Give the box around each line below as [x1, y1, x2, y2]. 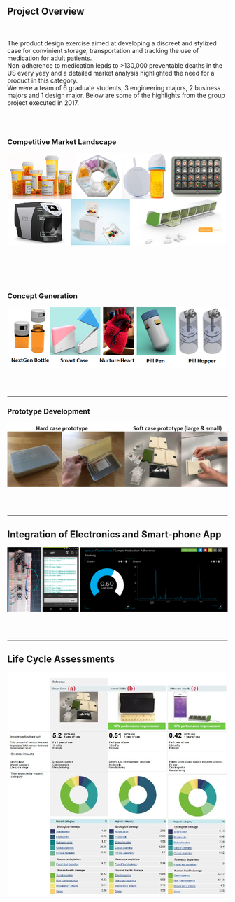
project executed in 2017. [7, 98, 79, 107]
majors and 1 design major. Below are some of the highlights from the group [7, 91, 225, 99]
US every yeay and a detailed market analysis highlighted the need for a [7, 69, 215, 77]
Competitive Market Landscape [7, 136, 117, 146]
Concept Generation [7, 290, 78, 300]
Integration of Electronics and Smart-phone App [7, 528, 222, 540]
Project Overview [7, 6, 85, 17]
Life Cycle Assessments [7, 653, 115, 665]
